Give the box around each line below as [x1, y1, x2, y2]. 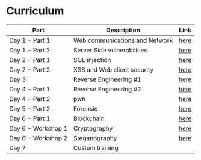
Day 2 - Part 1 [9, 55, 51, 64]
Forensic [73, 104, 98, 112]
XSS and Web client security [73, 65, 154, 73]
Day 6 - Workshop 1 [9, 124, 68, 132]
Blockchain [73, 114, 105, 123]
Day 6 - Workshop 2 [9, 134, 68, 142]
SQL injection [73, 55, 111, 64]
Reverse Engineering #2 [73, 85, 141, 93]
